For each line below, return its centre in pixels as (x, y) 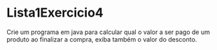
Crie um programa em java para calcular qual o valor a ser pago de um (108, 32)
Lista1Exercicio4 (55, 13)
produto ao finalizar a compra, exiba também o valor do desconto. (102, 39)
